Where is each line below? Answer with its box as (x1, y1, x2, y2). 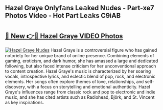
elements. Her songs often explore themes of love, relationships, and (5, 79, 144, 85)
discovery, (5, 84, 26, 89)
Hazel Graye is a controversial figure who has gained (50, 47, 158, 53)
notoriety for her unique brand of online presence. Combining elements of (5, 53, 154, 58)
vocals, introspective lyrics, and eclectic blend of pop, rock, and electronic (5, 73, 156, 79)
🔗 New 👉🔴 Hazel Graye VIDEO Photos (5, 32, 123, 40)
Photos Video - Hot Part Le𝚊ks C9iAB (5, 12, 121, 20)
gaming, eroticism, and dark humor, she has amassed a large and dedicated (5, 58, 158, 64)
